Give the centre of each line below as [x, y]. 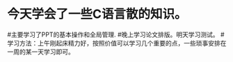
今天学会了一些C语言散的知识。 [97, 14]
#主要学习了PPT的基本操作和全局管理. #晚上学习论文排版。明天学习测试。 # [116, 34]
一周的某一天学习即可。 [41, 52]
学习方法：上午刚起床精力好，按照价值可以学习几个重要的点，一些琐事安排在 [117, 43]
